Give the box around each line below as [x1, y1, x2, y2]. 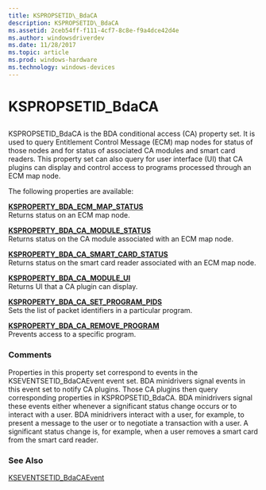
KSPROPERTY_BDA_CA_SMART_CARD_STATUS [8, 249, 168, 259]
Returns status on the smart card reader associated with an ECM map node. [8, 258, 256, 268]
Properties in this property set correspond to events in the [8, 367, 199, 377]
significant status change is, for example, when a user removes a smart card [8, 426, 258, 436]
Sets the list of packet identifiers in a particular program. [8, 306, 193, 315]
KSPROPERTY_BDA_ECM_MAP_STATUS [8, 202, 144, 211]
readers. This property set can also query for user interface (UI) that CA [8, 154, 244, 164]
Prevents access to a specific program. [8, 330, 137, 339]
